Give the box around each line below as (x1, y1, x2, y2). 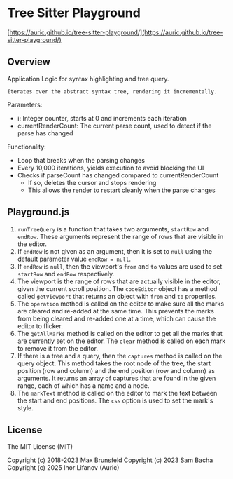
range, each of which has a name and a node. (17, 381, 150, 390)
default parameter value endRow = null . (17, 255, 132, 263)
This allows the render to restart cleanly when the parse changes (27, 186, 216, 194)
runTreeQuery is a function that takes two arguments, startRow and (17, 224, 209, 233)
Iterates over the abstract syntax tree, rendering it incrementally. (7, 88, 218, 95)
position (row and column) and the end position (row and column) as (17, 366, 216, 375)
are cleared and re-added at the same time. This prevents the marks (17, 306, 215, 315)
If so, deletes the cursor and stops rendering (27, 178, 157, 187)
